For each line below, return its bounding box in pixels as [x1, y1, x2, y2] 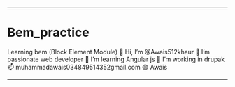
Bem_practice [7, 25, 90, 40]
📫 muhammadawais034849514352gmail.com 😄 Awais [7, 63, 168, 71]
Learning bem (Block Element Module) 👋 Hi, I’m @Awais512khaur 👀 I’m [7, 47, 211, 56]
